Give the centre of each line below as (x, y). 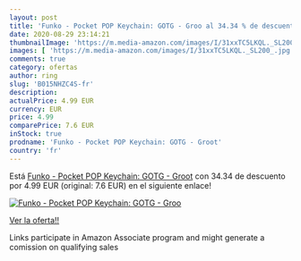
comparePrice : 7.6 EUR (52, 126)
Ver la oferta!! (34, 220)
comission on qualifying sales (64, 247)
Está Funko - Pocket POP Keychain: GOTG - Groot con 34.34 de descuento (147, 176)
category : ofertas (43, 68)
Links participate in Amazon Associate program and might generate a (137, 237)
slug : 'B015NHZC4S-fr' (52, 84)
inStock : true (36, 134)
